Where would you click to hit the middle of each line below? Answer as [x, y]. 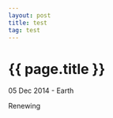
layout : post [30, 15]
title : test [28, 23]
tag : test [24, 30]
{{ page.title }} [57, 69]
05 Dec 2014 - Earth [41, 90]
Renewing [24, 106]
